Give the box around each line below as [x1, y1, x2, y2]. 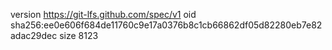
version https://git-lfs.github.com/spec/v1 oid [10, 9, 197, 20]
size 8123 [59, 30, 99, 41]
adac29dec [10, 30, 58, 41]
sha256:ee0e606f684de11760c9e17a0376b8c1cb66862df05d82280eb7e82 [10, 19, 323, 31]
